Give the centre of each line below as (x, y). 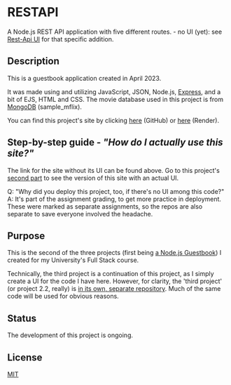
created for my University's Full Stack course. (73, 260)
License (25, 357)
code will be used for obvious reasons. (63, 296)
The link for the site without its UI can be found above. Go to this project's (114, 170)
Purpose (26, 236)
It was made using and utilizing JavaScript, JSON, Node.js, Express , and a (114, 91)
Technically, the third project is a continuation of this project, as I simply (111, 274)
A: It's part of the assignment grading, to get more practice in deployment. (114, 199)
